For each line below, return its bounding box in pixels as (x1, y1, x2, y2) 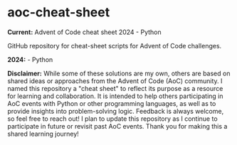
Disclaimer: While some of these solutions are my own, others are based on (7, 69, 231, 77)
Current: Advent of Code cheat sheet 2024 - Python (7, 28, 162, 36)
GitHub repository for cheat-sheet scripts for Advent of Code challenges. (7, 41, 222, 50)
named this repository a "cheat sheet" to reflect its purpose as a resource (7, 84, 223, 92)
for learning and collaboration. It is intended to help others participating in (7, 92, 223, 100)
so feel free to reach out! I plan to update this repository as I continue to (7, 114, 218, 123)
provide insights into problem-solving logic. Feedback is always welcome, (7, 107, 224, 115)
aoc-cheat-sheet (7, 4, 110, 21)
